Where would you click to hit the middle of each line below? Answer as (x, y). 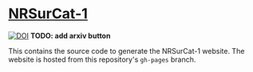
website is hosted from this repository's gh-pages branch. (102, 59)
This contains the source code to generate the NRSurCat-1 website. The (126, 51)
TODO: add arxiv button (71, 36)
